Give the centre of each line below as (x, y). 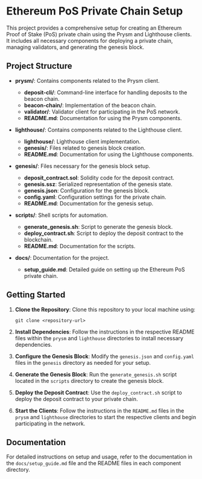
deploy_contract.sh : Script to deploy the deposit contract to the (104, 233)
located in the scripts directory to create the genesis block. (89, 381)
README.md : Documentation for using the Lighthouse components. (109, 154)
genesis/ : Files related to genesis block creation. (85, 148)
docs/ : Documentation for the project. (62, 257)
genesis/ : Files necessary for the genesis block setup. (83, 166)
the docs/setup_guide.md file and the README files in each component (94, 463)
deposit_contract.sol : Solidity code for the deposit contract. (99, 178)
